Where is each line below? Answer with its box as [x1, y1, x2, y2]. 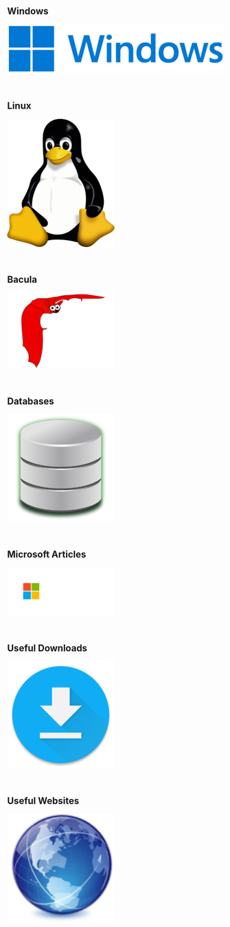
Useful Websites [7, 795, 80, 807]
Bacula [7, 274, 38, 286]
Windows [7, 6, 49, 17]
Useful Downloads [7, 642, 88, 654]
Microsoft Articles [7, 548, 87, 560]
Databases [7, 395, 55, 407]
